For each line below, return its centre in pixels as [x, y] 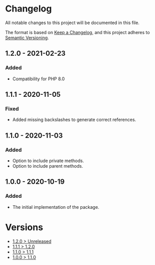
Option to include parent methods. [48, 166]
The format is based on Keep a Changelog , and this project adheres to [77, 32]
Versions [24, 227]
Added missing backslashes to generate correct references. [74, 120]
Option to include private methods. [48, 161]
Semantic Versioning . [27, 38]
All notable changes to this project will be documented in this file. [72, 23]
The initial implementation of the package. [56, 207]
